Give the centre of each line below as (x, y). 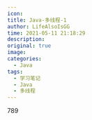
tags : (15, 71)
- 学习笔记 (27, 78)
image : (17, 53)
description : (26, 40)
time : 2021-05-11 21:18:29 (46, 33)
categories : (24, 59)
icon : (15, 14)
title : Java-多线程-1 (37, 20)
